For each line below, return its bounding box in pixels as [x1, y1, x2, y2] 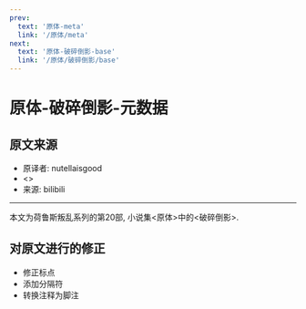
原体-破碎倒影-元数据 [9, 98, 168, 118]
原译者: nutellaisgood [22, 163, 103, 173]
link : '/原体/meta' [17, 30, 89, 39]
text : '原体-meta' [17, 22, 85, 31]
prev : [9, 13, 30, 23]
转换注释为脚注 [22, 289, 79, 301]
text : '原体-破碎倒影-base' [17, 47, 116, 57]
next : [9, 38, 30, 48]
